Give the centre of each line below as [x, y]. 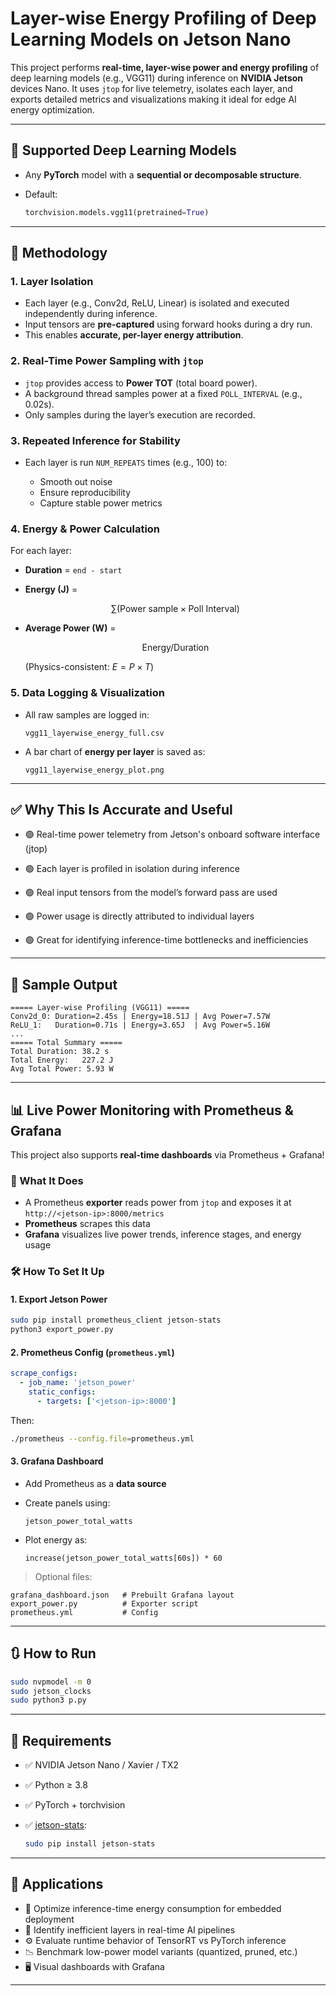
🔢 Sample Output [64, 984]
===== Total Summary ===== [66, 1043]
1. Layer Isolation [52, 281]
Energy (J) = [51, 589]
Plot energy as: [56, 1539]
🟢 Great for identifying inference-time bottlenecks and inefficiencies [166, 940]
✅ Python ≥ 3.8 [56, 1785]
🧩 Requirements [61, 1740]
